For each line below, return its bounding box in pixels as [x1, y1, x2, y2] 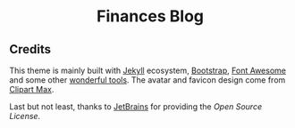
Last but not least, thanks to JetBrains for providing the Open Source [9, 101, 262, 112]
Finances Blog [97, 6, 204, 27]
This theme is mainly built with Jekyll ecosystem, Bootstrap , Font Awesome [9, 65, 286, 76]
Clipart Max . [9, 84, 55, 94]
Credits [9, 42, 52, 57]
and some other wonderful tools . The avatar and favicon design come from [9, 75, 286, 85]
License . [9, 111, 41, 121]
